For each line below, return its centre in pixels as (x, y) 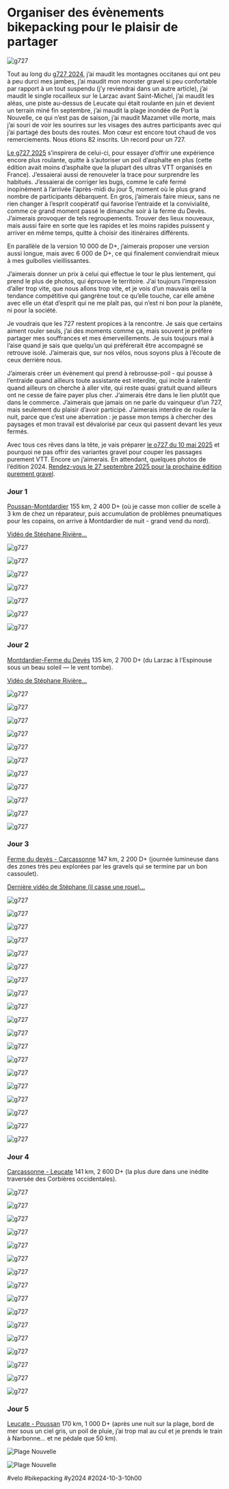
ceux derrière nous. (35, 360)
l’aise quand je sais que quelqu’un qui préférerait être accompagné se (105, 345)
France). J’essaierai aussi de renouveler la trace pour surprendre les (103, 174)
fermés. (18, 431)
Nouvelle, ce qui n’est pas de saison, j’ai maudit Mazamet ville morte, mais (111, 117)
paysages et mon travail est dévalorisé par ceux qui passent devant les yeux (115, 424)
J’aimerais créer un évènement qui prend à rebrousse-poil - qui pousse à (110, 373)
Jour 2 (18, 645)
